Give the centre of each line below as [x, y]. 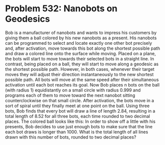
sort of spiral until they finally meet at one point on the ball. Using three [77, 106]
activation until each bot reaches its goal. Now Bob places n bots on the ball [82, 85]
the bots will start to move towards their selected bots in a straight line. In [80, 58]
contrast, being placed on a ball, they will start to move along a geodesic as [82, 64]
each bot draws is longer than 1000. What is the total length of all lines [77, 132]
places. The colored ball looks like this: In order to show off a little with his [80, 121]
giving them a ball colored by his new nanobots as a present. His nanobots [81, 38]
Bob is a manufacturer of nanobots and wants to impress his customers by [81, 32]
